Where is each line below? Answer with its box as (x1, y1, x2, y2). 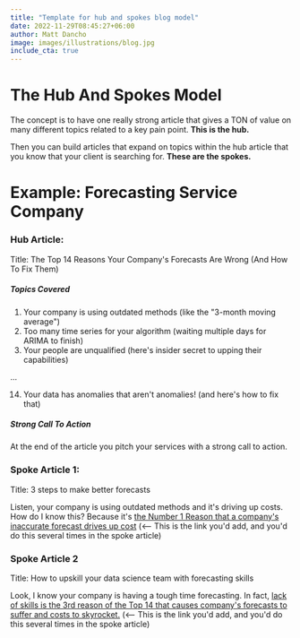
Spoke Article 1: (10, 463, 80, 476)
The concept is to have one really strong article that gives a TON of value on (10, 115, 292, 125)
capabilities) (22, 354, 69, 365)
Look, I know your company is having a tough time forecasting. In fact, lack (10, 591, 287, 601)
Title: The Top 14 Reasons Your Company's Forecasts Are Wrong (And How (10, 254, 288, 264)
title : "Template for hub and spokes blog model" (10, 13, 200, 22)
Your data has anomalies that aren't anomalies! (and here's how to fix (22, 389, 279, 400)
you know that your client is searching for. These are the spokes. (10, 151, 252, 162)
